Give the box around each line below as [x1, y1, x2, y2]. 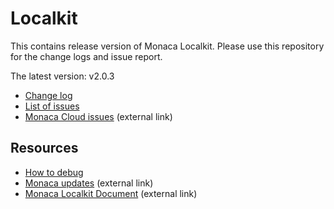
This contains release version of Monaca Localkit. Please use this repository [10, 40, 325, 52]
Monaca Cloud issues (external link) [24, 110, 173, 122]
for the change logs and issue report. [10, 50, 163, 62]
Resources [10, 140, 79, 157]
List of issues [24, 100, 80, 112]
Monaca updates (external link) [24, 177, 154, 189]
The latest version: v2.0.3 [10, 70, 115, 82]
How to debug [24, 166, 84, 178]
